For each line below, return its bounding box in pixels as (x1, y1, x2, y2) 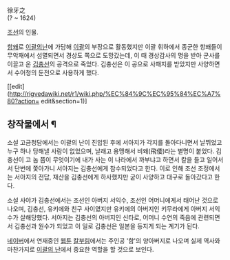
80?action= (7, 97, 40, 105)
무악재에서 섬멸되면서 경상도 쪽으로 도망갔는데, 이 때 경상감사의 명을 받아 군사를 (7, 51, 220, 59)
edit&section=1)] (41, 97, 87, 105)
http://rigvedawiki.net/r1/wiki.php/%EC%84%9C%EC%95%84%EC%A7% (9, 90, 221, 98)
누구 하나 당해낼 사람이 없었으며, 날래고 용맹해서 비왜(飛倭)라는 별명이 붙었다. (7, 147, 215, 155)
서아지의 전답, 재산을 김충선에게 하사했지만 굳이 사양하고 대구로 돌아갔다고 (14, 172, 213, 181)
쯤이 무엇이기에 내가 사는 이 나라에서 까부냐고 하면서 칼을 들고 (40, 155, 205, 163)
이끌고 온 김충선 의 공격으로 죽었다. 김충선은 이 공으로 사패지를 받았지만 (7, 60, 196, 68)
